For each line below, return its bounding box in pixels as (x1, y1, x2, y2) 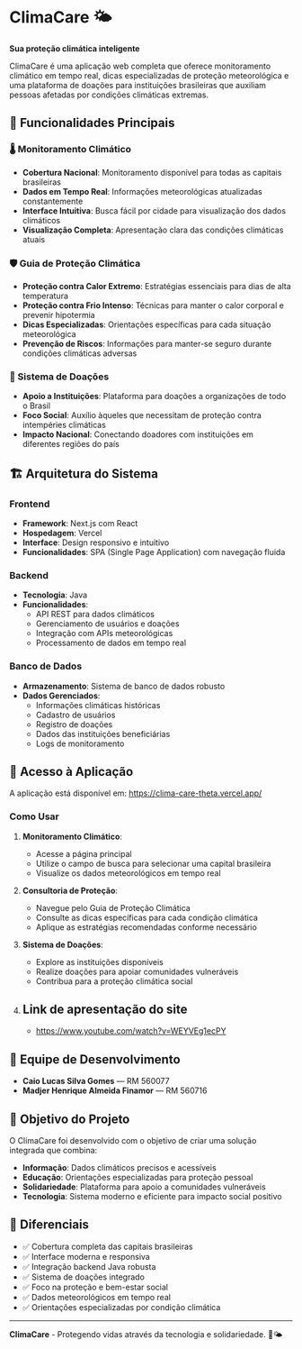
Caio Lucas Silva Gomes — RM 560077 (22, 1076, 170, 1087)
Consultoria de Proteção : (22, 885, 119, 896)
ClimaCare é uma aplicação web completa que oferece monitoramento (9, 60, 271, 71)
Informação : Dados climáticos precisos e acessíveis (22, 1162, 218, 1173)
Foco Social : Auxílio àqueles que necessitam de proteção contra (22, 410, 262, 421)
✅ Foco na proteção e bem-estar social (22, 1281, 169, 1292)
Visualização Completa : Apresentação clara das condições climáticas (22, 224, 284, 235)
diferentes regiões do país (22, 439, 120, 450)
